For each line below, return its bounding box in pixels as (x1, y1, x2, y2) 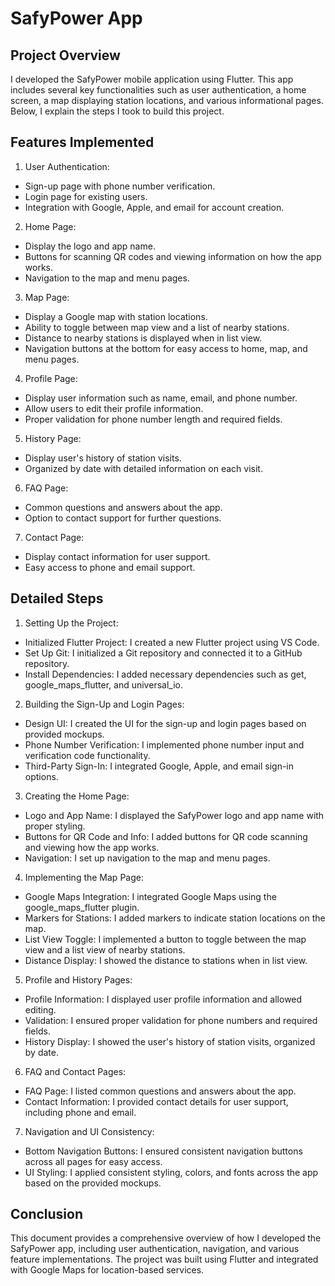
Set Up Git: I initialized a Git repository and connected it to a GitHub (24, 647, 303, 659)
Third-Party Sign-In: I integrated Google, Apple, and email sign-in (24, 760, 295, 772)
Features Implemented (10, 134, 155, 151)
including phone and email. (24, 1106, 137, 1118)
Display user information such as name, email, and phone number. (24, 392, 298, 404)
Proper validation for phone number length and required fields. (24, 413, 283, 425)
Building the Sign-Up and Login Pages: (24, 698, 185, 710)
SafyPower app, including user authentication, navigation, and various (10, 1243, 300, 1255)
